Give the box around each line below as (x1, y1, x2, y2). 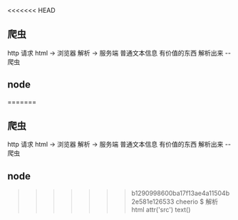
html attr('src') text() (131, 206, 191, 214)
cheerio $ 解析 (175, 197, 219, 206)
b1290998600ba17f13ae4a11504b (131, 189, 230, 198)
